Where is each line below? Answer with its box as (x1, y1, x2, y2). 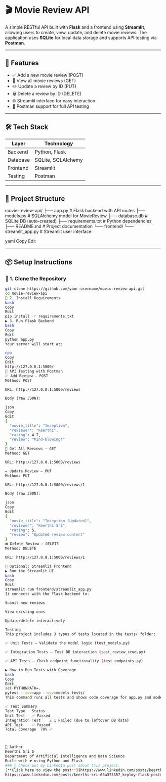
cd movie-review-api (5, 291, 48, 296)
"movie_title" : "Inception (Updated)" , (9, 518, 92, 523)
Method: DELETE (5, 546, 37, 551)
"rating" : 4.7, (9, 432, 41, 437)
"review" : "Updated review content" (9, 532, 85, 537)
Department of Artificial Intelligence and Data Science (5, 754, 125, 759)
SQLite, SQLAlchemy (34, 156, 83, 163)
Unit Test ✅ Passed (5, 713, 51, 718)
